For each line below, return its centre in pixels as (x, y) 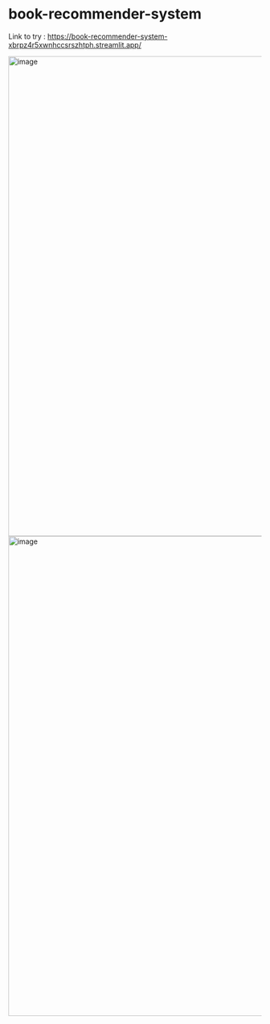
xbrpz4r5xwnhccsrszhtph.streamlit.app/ (75, 44)
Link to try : (27, 36)
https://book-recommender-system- (107, 36)
